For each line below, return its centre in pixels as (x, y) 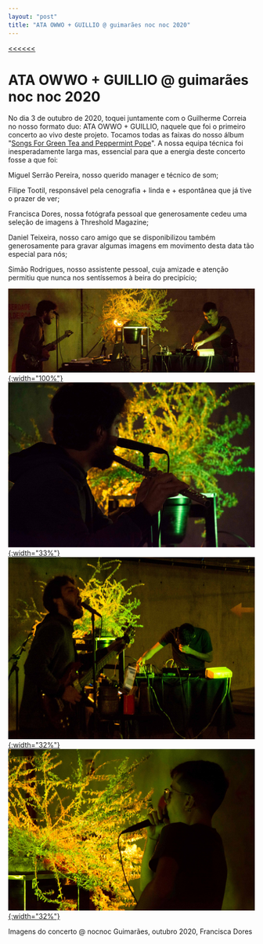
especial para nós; (38, 254)
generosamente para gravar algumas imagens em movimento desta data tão (131, 246)
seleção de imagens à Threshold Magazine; (78, 222)
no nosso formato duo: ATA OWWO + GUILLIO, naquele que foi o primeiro (127, 126)
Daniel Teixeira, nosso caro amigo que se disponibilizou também (112, 238)
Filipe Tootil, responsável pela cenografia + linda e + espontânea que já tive (130, 190)
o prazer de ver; (34, 199)
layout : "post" (33, 16)
